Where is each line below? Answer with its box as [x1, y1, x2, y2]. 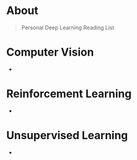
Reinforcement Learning [6, 87, 132, 101]
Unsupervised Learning [6, 129, 128, 142]
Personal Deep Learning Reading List [21, 24, 114, 31]
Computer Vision [6, 45, 94, 59]
